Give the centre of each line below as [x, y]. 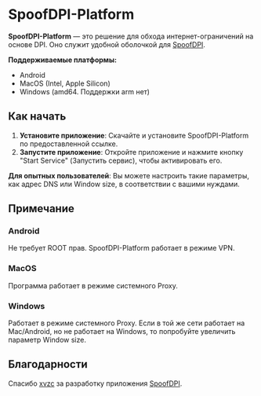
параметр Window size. [47, 340]
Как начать [37, 117]
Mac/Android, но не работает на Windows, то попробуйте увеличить [122, 332]
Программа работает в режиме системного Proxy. [93, 285]
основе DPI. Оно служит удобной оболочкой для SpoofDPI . [107, 44]
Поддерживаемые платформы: [63, 60]
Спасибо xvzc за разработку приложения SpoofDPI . [95, 383]
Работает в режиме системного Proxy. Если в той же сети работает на [127, 323]
